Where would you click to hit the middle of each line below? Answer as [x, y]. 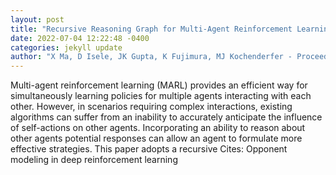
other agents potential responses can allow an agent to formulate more [156, 138]
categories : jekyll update [66, 47]
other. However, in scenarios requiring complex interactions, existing [151, 107]
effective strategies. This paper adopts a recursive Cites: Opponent [149, 149]
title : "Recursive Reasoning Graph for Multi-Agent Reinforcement [151, 29]
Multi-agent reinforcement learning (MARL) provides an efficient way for [159, 85]
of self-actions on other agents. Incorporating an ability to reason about [158, 128]
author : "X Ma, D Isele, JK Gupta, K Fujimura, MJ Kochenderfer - [151, 57]
